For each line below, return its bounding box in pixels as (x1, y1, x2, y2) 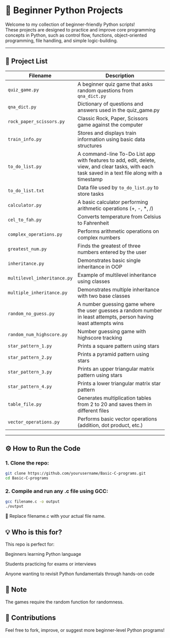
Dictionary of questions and (77, 100, 143, 107)
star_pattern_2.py (8, 355, 52, 360)
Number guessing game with (77, 328, 146, 335)
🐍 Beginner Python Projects (5, 5, 123, 16)
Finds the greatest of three (77, 242, 141, 249)
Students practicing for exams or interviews (5, 561, 97, 567)
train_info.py (8, 136, 42, 142)
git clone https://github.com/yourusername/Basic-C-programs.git (5, 471, 146, 476)
